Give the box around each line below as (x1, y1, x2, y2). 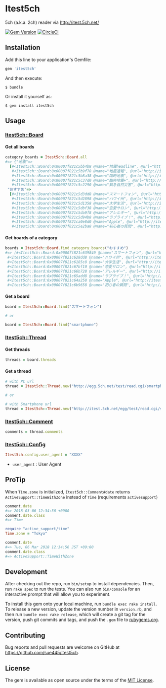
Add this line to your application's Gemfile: (5, 57, 91, 63)
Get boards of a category (5, 234, 58, 241)
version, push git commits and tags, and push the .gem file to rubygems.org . (5, 617, 160, 623)
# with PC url (5, 379, 35, 384)
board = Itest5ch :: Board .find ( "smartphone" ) (5, 322, 98, 328)
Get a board (5, 293, 30, 299)
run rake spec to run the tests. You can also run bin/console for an (5, 586, 140, 592)
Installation (5, 43, 41, 52)
